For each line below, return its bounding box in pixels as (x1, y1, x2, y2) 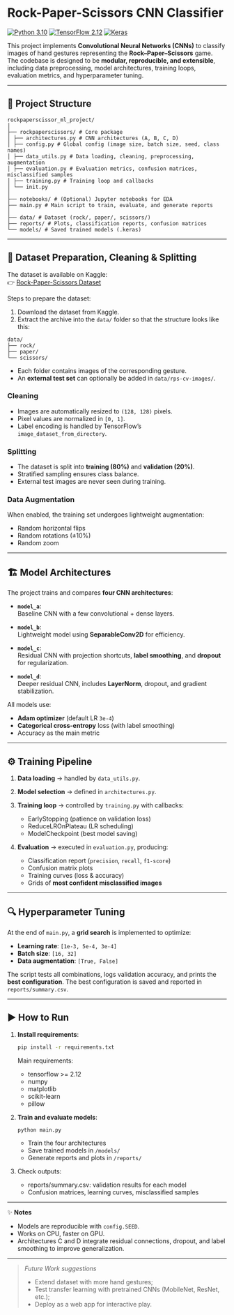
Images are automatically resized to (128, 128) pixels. (17, 406, 173, 416)
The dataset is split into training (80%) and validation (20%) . (17, 462, 195, 471)
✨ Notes (7, 1208, 32, 1217)
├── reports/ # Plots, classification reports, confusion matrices (7, 220, 208, 227)
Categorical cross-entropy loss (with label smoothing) (17, 722, 175, 730)
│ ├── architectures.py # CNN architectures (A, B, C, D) (7, 135, 179, 142)
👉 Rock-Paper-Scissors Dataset (7, 278, 102, 287)
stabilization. (17, 687, 54, 695)
